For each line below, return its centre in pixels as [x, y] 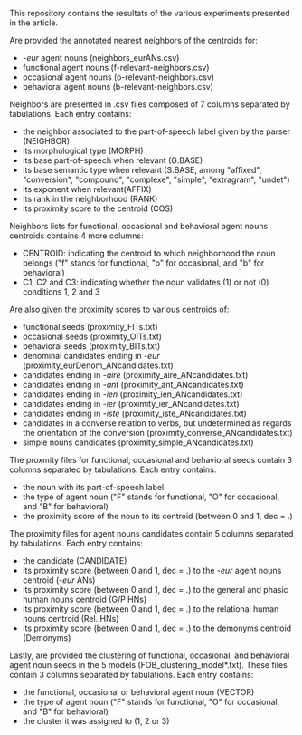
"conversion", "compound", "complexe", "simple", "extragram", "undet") [156, 179]
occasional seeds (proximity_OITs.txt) [92, 336]
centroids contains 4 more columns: [76, 236]
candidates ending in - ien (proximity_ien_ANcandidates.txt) [132, 394]
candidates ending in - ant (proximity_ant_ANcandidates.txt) [133, 385]
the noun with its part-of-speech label [93, 487]
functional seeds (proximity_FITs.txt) [90, 327]
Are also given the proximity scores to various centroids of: [119, 309]
